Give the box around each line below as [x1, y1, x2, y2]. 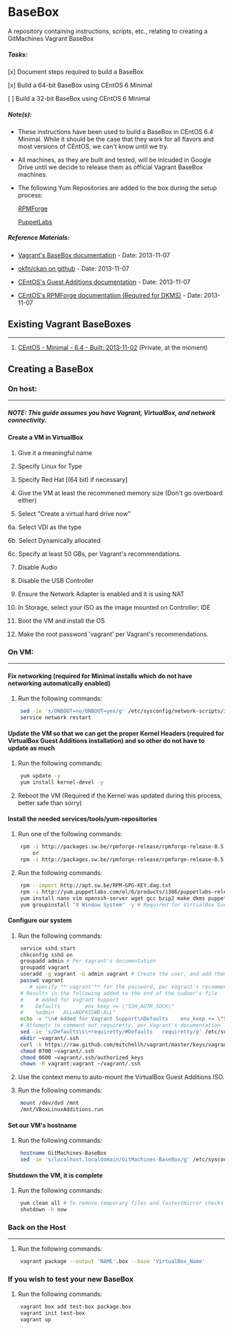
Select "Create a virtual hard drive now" [17, 509, 131, 518]
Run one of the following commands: [17, 830, 123, 838]
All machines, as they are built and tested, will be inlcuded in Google [17, 155, 212, 164]
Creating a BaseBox [8, 363, 94, 375]
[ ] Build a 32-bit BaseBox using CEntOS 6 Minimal [8, 94, 151, 102]
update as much [8, 744, 55, 752]
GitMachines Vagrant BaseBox [8, 34, 94, 42]
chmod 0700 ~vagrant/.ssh [20, 1048, 95, 1054]
